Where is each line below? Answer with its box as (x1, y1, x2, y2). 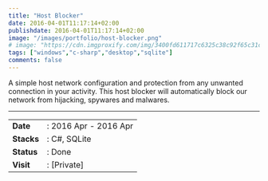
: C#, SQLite (46, 133, 92, 144)
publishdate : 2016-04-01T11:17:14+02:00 (8, 26, 145, 34)
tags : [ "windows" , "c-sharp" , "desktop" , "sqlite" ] (8, 49, 173, 57)
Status (12, 146, 38, 157)
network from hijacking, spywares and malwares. (8, 95, 170, 104)
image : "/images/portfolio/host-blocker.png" (8, 33, 162, 42)
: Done (46, 146, 72, 157)
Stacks (12, 133, 40, 144)
